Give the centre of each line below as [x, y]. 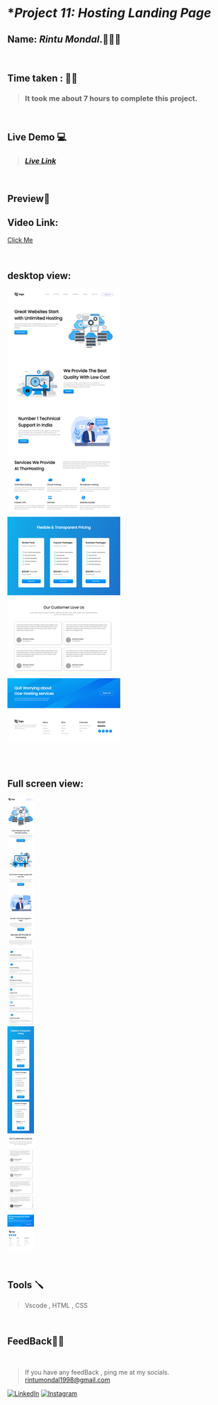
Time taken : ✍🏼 [42, 78]
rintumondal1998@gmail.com [67, 1379]
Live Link [40, 161]
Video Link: [33, 223]
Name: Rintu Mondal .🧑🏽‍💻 [64, 39]
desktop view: [39, 275]
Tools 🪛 [25, 1285]
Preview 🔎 [29, 199]
